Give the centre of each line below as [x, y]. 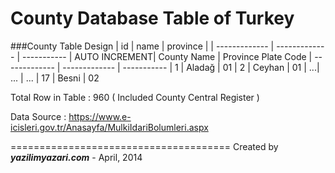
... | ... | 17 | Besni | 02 [55, 78]
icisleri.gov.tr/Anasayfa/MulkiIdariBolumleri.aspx [109, 127]
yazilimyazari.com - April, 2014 [76, 157]
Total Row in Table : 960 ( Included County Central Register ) [135, 97]
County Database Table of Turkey [152, 18]
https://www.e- [100, 116]
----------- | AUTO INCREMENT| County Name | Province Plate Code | [167, 56]
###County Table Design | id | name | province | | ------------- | [142, 46]
